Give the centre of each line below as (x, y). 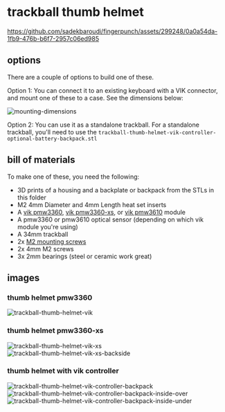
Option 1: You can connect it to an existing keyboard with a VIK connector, (112, 90)
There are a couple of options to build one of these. (81, 77)
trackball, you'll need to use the (52, 132)
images (24, 278)
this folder (31, 197)
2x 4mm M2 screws (45, 249)
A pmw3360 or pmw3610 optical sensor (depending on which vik (110, 220)
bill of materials (41, 160)
